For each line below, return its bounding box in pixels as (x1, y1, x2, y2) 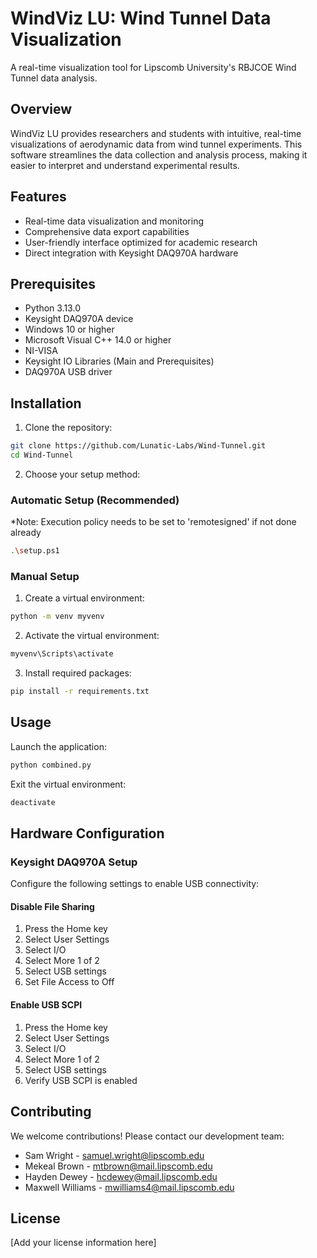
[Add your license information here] (10, 1237, 157, 1249)
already (10, 527, 42, 539)
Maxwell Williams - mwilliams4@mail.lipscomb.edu (24, 1181, 235, 1193)
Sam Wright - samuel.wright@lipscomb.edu (24, 1149, 205, 1161)
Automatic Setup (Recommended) (10, 493, 180, 507)
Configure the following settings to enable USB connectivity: (10, 878, 260, 890)
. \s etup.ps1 (10, 546, 60, 556)
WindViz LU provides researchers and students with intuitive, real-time (10, 127, 302, 139)
